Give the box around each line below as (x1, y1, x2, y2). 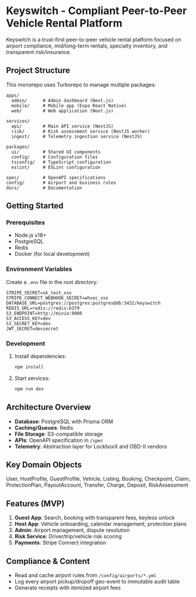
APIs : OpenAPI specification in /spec (14, 436, 104, 444)
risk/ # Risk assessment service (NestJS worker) (11, 128, 150, 134)
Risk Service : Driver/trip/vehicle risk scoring (14, 533, 122, 540)
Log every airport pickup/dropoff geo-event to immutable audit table (14, 578, 180, 585)
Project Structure (6, 66, 70, 76)
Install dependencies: (14, 353, 67, 360)
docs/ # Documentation (6, 185, 82, 191)
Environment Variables (6, 265, 73, 274)
